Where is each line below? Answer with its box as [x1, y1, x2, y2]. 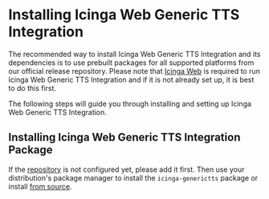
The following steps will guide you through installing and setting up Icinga [8, 99, 251, 108]
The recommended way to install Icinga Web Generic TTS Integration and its [8, 49, 261, 59]
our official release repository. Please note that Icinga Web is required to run [8, 66, 261, 75]
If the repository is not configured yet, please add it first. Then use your [8, 164, 245, 174]
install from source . [8, 181, 72, 191]
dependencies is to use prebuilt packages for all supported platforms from [8, 58, 255, 67]
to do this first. [8, 83, 57, 93]
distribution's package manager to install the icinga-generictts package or [8, 173, 259, 182]
